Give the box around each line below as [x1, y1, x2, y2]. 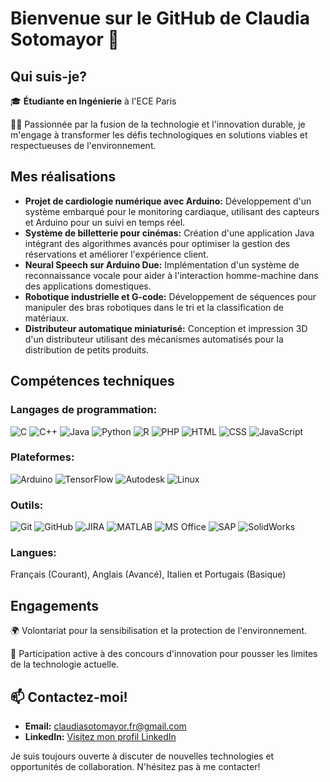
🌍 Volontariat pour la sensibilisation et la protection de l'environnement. [10, 625, 307, 637]
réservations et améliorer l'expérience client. [24, 248, 209, 260]
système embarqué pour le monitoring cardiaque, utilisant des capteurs [24, 205, 320, 217]
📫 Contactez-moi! [10, 688, 128, 706]
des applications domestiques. [24, 280, 152, 292]
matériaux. [24, 312, 70, 324]
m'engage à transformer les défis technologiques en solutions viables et [10, 129, 308, 141]
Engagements [10, 597, 100, 614]
